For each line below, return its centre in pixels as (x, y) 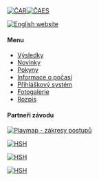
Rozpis (26, 99)
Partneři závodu (31, 115)
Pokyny (28, 70)
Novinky (29, 63)
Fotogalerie (33, 92)
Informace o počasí (44, 77)
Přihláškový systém (45, 85)
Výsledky (30, 55)
